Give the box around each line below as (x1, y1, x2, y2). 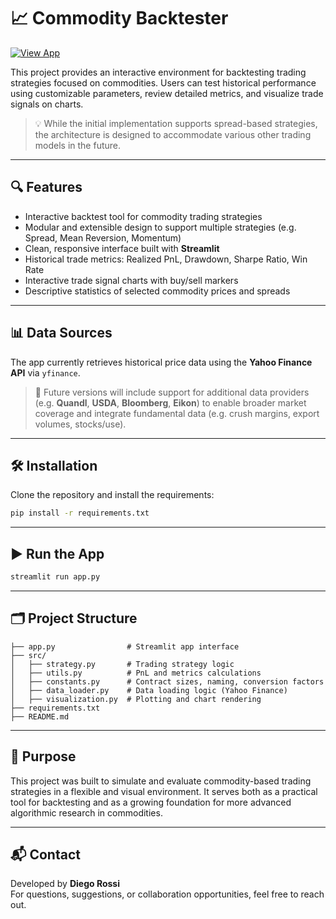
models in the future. (34, 139, 122, 151)
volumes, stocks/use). (34, 418, 127, 430)
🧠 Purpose (10, 748, 77, 765)
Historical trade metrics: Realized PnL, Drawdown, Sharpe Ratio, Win (24, 253, 308, 265)
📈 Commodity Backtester (10, 7, 229, 30)
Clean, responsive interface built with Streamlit (24, 242, 220, 254)
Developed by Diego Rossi (10, 878, 120, 890)
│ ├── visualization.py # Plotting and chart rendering (10, 694, 262, 704)
